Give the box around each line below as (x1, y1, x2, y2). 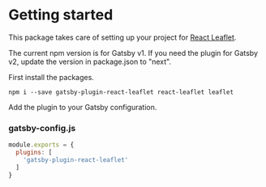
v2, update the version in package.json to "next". (8, 57, 172, 66)
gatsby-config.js (8, 122, 76, 134)
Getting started (8, 6, 114, 24)
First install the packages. (8, 72, 95, 82)
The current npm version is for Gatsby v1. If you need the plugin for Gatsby (8, 48, 258, 57)
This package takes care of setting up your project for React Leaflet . (8, 32, 237, 42)
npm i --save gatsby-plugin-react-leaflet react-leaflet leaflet (8, 87, 234, 96)
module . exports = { (8, 141, 75, 149)
